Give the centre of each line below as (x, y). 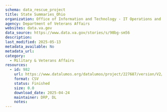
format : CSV (26, 79)
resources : (16, 65)
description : (19, 38)
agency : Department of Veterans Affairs (48, 24)
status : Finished (32, 83)
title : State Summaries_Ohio (35, 14)
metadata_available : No (30, 47)
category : (15, 56)
